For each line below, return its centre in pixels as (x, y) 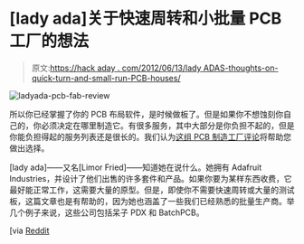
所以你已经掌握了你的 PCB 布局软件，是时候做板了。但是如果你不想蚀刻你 (147, 114)
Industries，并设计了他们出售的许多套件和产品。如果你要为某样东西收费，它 (151, 178)
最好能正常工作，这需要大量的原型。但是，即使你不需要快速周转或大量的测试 (152, 190)
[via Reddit (29, 230)
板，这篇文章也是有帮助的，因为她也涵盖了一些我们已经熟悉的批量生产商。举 (152, 201)
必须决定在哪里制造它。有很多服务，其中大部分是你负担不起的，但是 (167, 125)
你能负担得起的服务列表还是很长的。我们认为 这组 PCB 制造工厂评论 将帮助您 (151, 136)
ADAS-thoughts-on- (241, 68)
